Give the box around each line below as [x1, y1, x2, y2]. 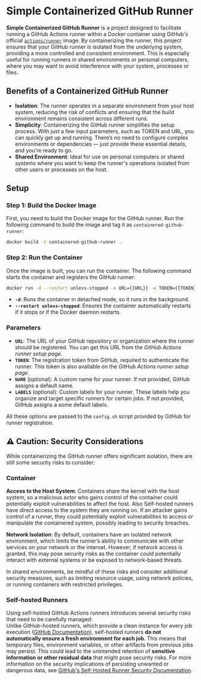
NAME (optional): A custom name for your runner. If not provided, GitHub [14, 375, 190, 382]
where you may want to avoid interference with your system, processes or [6, 62, 190, 70]
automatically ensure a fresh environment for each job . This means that [6, 635, 187, 642]
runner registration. [6, 419, 54, 426]
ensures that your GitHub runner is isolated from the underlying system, [6, 43, 184, 50]
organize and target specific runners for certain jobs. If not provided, [14, 394, 184, 402]
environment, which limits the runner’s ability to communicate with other [6, 537, 184, 544]
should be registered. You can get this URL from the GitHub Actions [14, 343, 182, 351]
